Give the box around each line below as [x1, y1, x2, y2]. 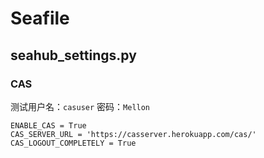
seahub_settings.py [10, 47, 137, 64]
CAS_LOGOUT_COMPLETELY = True [10, 138, 137, 148]
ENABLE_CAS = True [10, 120, 87, 131]
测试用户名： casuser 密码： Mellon [10, 100, 151, 112]
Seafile [10, 7, 70, 30]
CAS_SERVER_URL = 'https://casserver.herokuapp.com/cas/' [10, 129, 257, 139]
